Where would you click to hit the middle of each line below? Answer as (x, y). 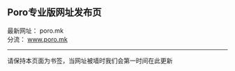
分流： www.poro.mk (37, 39)
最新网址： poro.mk (36, 31)
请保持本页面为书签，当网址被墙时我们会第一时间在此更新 (90, 61)
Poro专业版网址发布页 (55, 13)
